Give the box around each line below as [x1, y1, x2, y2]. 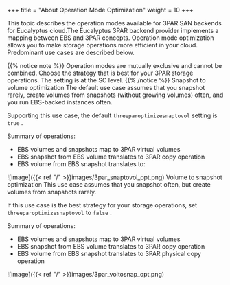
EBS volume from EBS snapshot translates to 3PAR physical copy [16, 250, 201, 258]
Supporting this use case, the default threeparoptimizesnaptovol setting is [7, 111, 218, 119]
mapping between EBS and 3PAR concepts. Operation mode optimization [7, 34, 214, 42]
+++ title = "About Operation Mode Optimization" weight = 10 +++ [7, 6, 194, 14]
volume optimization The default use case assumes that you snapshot [7, 84, 205, 91]
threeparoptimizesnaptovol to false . [7, 209, 112, 216]
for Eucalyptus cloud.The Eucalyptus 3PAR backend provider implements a [7, 27, 219, 34]
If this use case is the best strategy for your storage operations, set [7, 201, 198, 209]
